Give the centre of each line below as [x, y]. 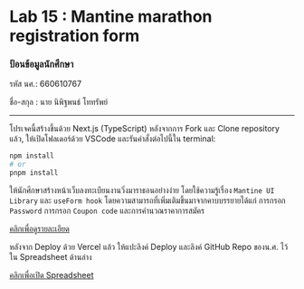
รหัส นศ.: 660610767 [46, 84]
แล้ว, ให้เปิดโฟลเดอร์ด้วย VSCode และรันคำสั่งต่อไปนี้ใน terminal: [113, 139]
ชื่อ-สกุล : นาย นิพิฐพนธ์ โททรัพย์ [59, 102]
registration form [75, 36]
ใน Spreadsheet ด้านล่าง [51, 257]
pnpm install [34, 173]
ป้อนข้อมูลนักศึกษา [42, 64]
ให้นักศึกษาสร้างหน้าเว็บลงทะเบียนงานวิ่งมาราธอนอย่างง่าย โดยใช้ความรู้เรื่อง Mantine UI [142, 190]
